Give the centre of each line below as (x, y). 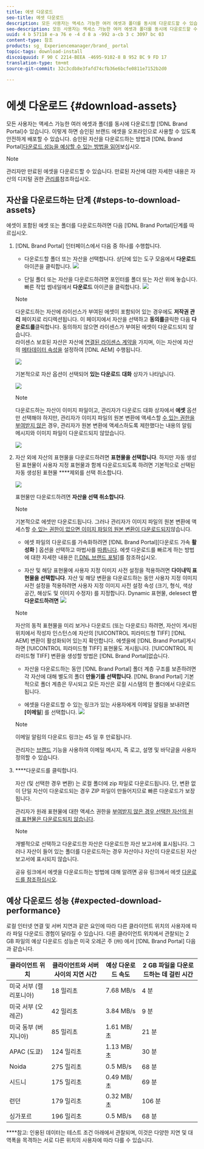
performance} (34, 910)
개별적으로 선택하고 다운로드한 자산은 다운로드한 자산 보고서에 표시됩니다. (102, 844)
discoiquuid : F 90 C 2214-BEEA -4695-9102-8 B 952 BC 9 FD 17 (87, 57)
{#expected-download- (116, 900)
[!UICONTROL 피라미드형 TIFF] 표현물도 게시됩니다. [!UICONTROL (107, 648)
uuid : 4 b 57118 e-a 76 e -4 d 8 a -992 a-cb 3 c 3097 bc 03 (85, 35)
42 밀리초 (64, 1011)
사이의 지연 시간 (76, 974)
